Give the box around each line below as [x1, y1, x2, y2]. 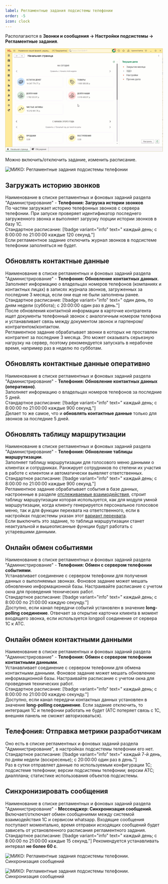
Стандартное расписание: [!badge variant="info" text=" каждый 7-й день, [5, 751, 161, 757]
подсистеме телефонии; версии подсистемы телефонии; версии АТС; [5, 767, 154, 773]
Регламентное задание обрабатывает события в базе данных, [5, 486, 138, 492]
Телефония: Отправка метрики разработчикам [5, 727, 161, 736]
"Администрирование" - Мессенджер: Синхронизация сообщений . [5, 806, 152, 812]
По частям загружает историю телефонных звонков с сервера [5, 205, 140, 211]
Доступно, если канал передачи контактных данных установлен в [5, 697, 147, 703]
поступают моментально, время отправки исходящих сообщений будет [5, 822, 160, 828]
